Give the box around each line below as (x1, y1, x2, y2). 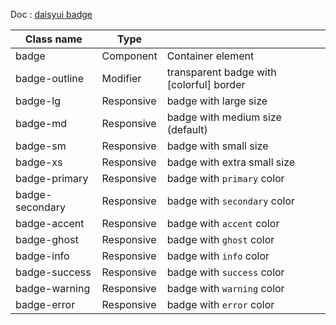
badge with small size (166, 139, 269, 153)
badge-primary (15, 172, 89, 185)
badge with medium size (166, 110, 282, 124)
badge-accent (15, 217, 85, 230)
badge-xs (15, 155, 63, 169)
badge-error (15, 298, 76, 311)
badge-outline (15, 72, 85, 85)
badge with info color (166, 249, 270, 263)
